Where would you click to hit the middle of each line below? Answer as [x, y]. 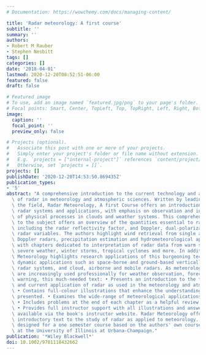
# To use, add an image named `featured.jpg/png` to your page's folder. [103, 103]
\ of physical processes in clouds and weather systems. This [93, 217]
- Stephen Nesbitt [30, 52]
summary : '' [21, 34]
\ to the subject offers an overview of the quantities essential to [102, 222]
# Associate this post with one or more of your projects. [86, 148]
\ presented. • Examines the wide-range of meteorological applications [107, 297]
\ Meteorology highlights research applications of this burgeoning [101, 256]
